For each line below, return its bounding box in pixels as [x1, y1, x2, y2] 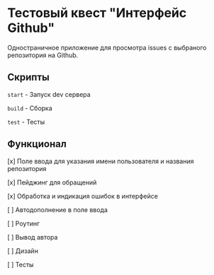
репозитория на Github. [7, 51, 79, 59]
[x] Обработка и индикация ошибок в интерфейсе [7, 192, 158, 200]
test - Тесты [7, 117, 45, 126]
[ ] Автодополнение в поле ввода [7, 205, 108, 213]
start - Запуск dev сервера [7, 90, 91, 98]
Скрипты [7, 71, 50, 83]
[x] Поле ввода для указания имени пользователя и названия [7, 157, 194, 165]
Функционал [7, 138, 67, 150]
